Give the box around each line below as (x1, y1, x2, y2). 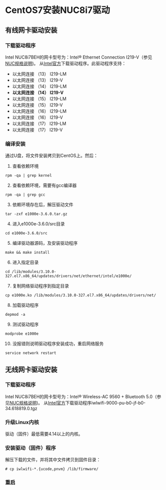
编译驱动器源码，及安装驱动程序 (12, 240, 78, 246)
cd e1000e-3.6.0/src (5, 231, 48, 236)
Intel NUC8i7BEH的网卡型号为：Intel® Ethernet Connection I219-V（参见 (5, 54, 153, 60)
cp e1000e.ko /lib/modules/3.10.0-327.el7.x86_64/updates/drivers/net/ (5, 293, 156, 298)
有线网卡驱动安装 (5, 26, 57, 34)
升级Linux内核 (5, 419, 39, 425)
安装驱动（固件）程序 (5, 445, 56, 452)
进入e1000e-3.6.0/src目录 (12, 221, 65, 227)
